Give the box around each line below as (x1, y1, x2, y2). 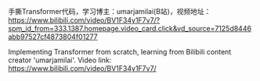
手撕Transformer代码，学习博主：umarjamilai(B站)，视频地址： (8, 7, 211, 16)
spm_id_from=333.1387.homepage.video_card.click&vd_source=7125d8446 (8, 24, 252, 33)
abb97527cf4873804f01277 (8, 32, 98, 41)
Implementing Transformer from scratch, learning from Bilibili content (8, 48, 232, 56)
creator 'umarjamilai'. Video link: (8, 55, 112, 65)
